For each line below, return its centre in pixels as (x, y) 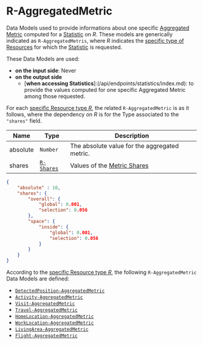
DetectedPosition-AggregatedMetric (60, 291)
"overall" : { (44, 199)
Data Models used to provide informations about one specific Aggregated (98, 28)
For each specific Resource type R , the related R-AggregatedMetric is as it (98, 108)
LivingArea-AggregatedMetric (52, 330)
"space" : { (42, 222)
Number (49, 150)
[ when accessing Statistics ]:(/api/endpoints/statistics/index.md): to (109, 83)
